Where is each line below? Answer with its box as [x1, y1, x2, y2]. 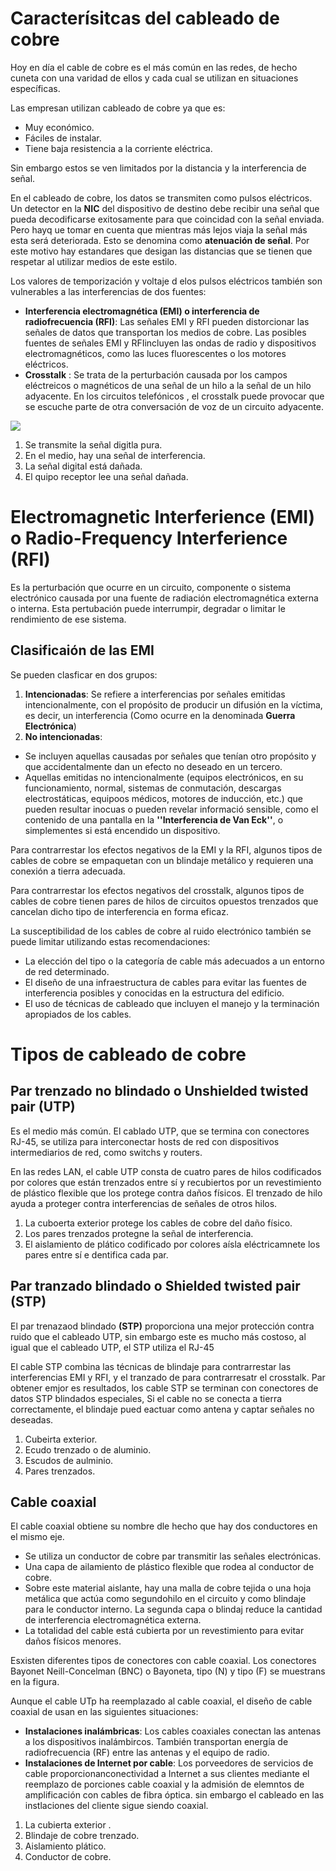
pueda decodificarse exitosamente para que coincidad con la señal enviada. [10, 213, 325, 225]
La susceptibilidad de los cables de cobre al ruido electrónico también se [10, 925, 312, 937]
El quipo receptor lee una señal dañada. [24, 470, 189, 482]
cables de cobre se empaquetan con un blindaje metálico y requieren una [10, 854, 314, 866]
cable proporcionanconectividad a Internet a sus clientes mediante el [24, 1768, 310, 1780]
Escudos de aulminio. [24, 1454, 114, 1466]
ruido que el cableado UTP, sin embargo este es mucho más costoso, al [10, 1330, 307, 1342]
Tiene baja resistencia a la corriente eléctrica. [24, 142, 213, 154]
